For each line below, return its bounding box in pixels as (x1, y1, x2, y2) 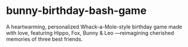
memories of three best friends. (6, 35, 83, 42)
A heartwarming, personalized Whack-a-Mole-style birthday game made (6, 23, 182, 30)
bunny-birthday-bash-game (6, 4, 147, 17)
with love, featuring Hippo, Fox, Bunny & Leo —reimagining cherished (6, 29, 174, 36)
